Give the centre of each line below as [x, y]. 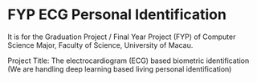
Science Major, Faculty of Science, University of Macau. [100, 45]
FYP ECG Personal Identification [117, 15]
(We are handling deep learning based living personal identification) [120, 68]
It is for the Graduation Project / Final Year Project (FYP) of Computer [122, 37]
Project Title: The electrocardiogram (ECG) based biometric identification [128, 61]
